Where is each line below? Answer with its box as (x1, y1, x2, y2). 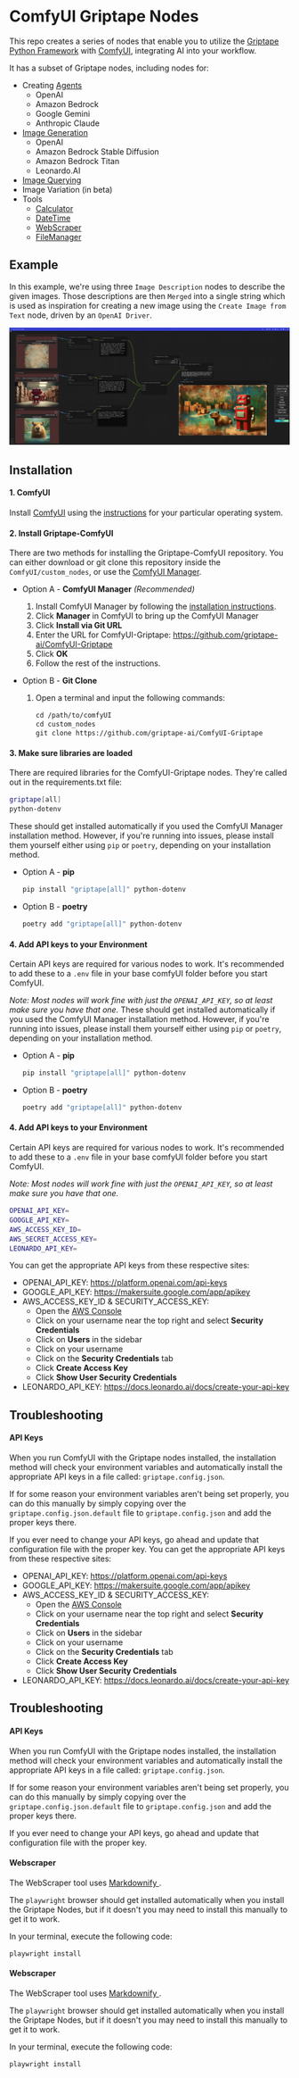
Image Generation (21, 127, 89, 137)
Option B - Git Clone (21, 676, 98, 686)
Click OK (35, 649, 69, 660)
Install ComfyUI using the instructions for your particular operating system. (9, 507, 283, 518)
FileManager (35, 231, 82, 242)
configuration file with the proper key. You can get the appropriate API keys (9, 1544, 286, 1555)
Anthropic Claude (35, 118, 101, 129)
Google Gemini (35, 108, 91, 119)
